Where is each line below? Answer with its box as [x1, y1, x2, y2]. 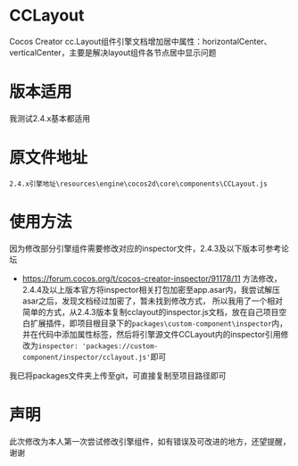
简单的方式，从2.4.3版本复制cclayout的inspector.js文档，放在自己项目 [21, 306, 279, 317]
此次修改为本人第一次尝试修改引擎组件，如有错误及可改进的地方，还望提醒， [9, 436, 291, 446]
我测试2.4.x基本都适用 [9, 112, 91, 123]
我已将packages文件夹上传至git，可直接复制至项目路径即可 [9, 370, 227, 380]
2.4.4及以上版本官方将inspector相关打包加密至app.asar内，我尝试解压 [21, 284, 281, 295]
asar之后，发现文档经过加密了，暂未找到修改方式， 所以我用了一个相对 [21, 295, 284, 306]
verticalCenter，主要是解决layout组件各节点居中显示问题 [9, 46, 217, 58]
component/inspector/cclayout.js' [21, 353, 151, 362]
